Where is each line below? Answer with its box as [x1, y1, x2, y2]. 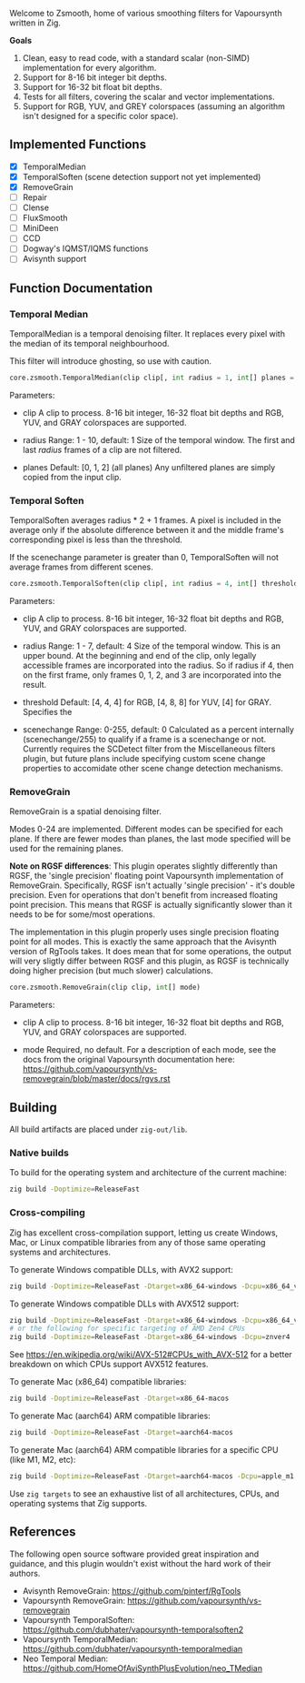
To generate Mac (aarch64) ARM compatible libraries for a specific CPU [9, 1444, 279, 1455]
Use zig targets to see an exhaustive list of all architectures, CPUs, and [9, 1487, 280, 1499]
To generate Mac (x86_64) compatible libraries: [9, 1376, 187, 1387]
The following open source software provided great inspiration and [9, 1548, 260, 1559]
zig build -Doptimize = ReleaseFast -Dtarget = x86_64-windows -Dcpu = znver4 [9, 1333, 290, 1342]
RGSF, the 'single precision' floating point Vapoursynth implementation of [9, 871, 284, 882]
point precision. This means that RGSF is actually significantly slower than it [9, 900, 292, 911]
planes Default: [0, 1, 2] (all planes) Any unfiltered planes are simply [22, 462, 276, 472]
